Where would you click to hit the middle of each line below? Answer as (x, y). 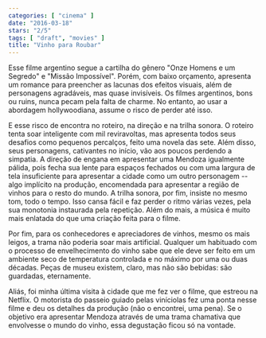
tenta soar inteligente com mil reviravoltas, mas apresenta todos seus (122, 134)
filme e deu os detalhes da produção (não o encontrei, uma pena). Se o (125, 309)
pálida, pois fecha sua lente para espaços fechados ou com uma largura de (132, 168)
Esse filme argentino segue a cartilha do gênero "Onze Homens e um (122, 68)
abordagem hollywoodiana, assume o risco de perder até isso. (111, 110)
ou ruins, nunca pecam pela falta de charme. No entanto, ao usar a (118, 102)
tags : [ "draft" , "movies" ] (57, 38)
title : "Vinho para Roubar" (55, 45)
